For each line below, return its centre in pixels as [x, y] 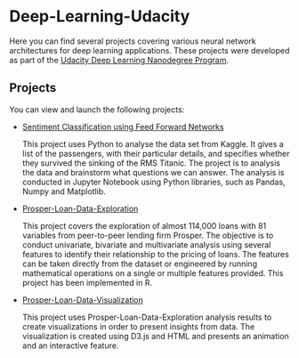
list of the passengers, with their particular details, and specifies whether [156, 153]
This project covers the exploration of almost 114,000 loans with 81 [144, 225]
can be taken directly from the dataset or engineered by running [140, 264]
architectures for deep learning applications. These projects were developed [149, 50]
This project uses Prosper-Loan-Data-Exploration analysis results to [147, 317]
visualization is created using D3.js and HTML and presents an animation [155, 336]
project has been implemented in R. [87, 282]
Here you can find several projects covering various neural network [133, 41]
